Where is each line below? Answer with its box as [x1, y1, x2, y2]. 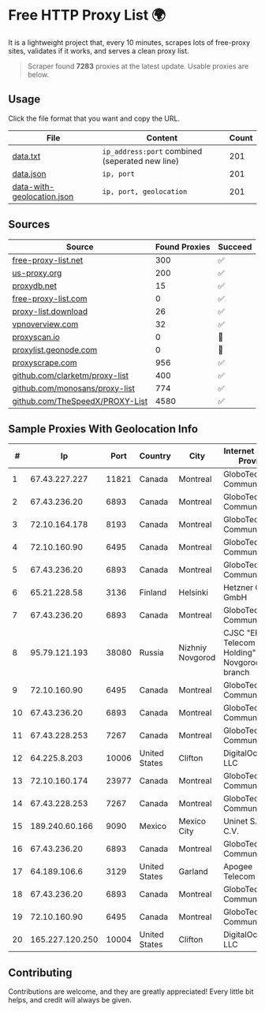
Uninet [223, 816, 248, 827]
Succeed [218, 241, 252, 252]
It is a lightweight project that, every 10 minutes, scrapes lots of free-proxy [8, 37, 251, 47]
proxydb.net [12, 280, 58, 291]
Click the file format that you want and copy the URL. [8, 114, 180, 123]
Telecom [223, 871, 256, 882]
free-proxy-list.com [12, 293, 88, 304]
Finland [139, 587, 167, 598]
